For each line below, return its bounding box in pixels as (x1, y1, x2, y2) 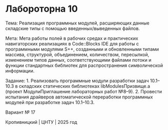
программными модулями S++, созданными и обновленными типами (5, 46, 159, 52)
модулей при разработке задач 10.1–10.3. (5, 99, 95, 105)
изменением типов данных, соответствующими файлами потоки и (5, 57, 152, 63)
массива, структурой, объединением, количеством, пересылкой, (5, 51, 150, 58)
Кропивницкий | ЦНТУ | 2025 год (5, 119, 78, 125)
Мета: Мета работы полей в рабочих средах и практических (5, 35, 138, 41)
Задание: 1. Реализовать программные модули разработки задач (5, 77, 150, 84)
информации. (5, 67, 35, 74)
